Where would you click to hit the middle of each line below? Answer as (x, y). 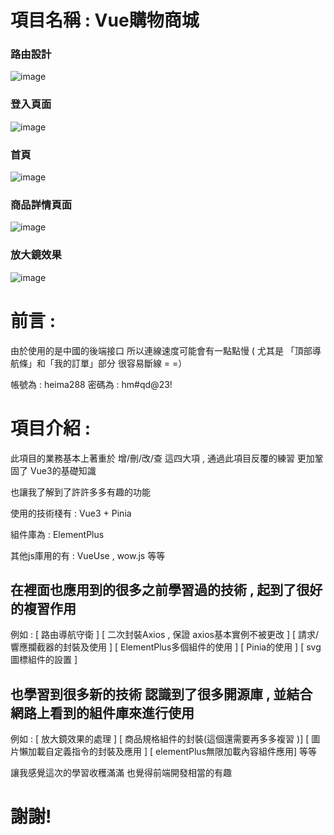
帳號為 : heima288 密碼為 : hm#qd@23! (91, 384)
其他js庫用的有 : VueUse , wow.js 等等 (88, 555)
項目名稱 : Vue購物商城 (105, 20)
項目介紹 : (50, 428)
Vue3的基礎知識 (63, 470)
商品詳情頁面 (41, 204)
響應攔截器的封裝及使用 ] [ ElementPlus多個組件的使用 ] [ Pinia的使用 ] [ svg (166, 647)
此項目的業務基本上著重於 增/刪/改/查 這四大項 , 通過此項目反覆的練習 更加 (162, 458)
